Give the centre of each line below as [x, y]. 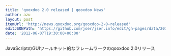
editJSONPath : [20, 29]
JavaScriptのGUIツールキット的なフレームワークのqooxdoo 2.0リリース [80, 48]
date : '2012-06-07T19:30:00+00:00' [43, 33]
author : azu [18, 15]
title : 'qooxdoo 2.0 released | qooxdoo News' [55, 10]
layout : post [19, 19]
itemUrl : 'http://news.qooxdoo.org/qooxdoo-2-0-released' [68, 24]
